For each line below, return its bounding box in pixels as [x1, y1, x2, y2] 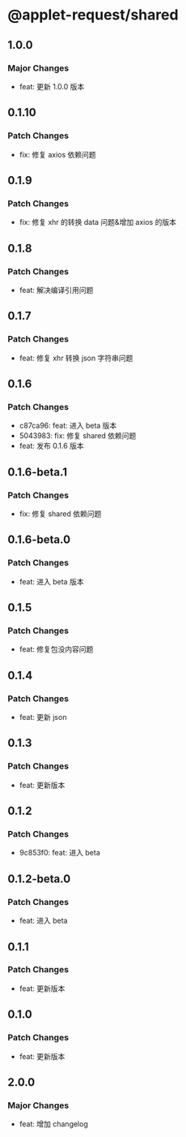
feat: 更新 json [19, 713, 67, 722]
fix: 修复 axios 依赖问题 [19, 149, 96, 159]
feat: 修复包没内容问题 [19, 644, 94, 654]
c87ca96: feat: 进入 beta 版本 [19, 420, 117, 431]
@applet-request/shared [7, 6, 179, 24]
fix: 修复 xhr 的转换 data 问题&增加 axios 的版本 [19, 217, 177, 227]
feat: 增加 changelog [19, 1119, 88, 1129]
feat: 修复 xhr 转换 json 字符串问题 [19, 353, 133, 363]
